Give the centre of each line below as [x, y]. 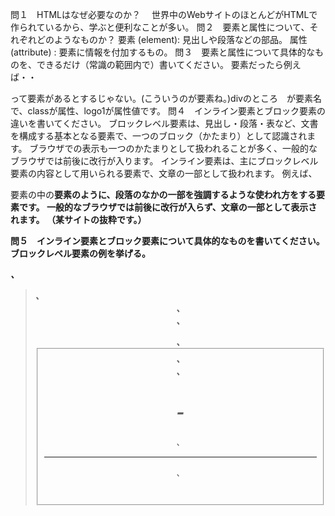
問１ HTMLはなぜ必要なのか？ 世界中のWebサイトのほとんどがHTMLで [164, 14]
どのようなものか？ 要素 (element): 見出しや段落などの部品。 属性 [172, 39]
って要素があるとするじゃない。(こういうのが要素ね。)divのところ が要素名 [166, 98]
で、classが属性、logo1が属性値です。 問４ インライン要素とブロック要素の [168, 111]
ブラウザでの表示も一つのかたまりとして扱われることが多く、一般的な [173, 148]
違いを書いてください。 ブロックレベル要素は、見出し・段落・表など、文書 [164, 123]
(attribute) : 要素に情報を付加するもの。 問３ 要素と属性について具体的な [162, 52]
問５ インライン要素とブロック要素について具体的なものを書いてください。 [167, 241]
